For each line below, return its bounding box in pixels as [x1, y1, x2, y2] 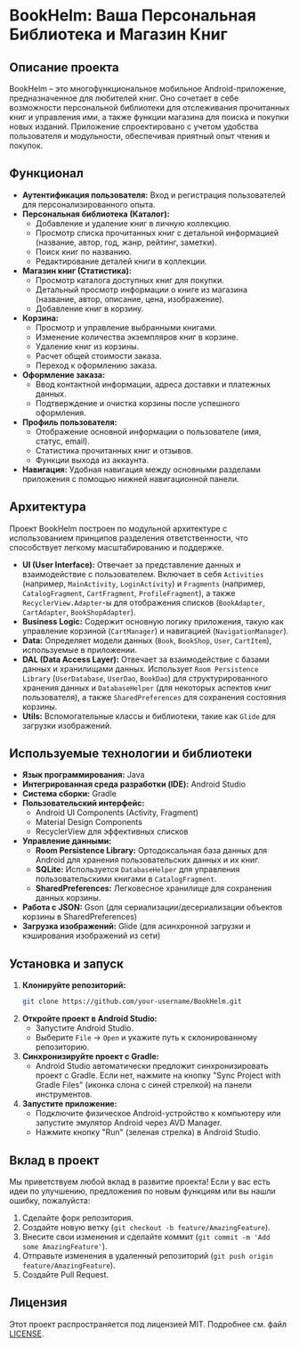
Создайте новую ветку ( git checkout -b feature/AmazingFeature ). [21, 1221, 271, 1232]
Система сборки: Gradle [21, 788, 117, 799]
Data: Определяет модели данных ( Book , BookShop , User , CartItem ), [21, 634, 272, 646]
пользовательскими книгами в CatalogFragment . [35, 874, 217, 885]
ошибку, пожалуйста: [9, 1195, 91, 1205]
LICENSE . [9, 1328, 44, 1339]
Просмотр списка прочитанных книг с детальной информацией [35, 227, 279, 238]
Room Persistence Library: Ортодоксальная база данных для [35, 845, 268, 856]
